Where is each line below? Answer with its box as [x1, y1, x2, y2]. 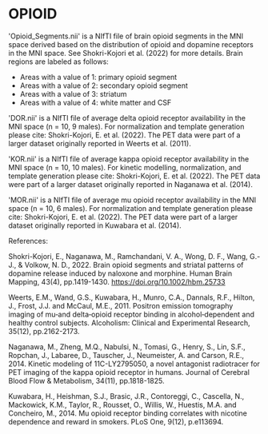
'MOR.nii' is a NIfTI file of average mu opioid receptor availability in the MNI [8, 195, 257, 205]
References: [8, 236, 48, 245]
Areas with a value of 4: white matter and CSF [19, 98, 172, 107]
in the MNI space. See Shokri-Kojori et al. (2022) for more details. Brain [8, 48, 244, 58]
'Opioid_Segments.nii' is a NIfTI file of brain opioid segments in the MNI [8, 31, 244, 41]
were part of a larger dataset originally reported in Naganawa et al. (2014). [8, 179, 254, 189]
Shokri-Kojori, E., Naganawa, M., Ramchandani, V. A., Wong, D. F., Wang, [8, 251, 248, 261]
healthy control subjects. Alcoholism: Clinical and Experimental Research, [8, 317, 250, 328]
